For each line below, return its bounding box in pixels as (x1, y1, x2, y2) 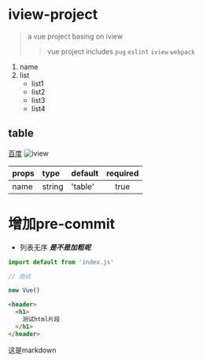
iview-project (8, 6, 98, 24)
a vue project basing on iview (27, 31, 124, 41)
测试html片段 (22, 316, 61, 323)
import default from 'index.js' (8, 258, 114, 266)
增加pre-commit (8, 215, 116, 233)
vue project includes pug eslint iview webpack (46, 46, 195, 56)
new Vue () (8, 286, 41, 294)
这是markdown (8, 345, 57, 355)
